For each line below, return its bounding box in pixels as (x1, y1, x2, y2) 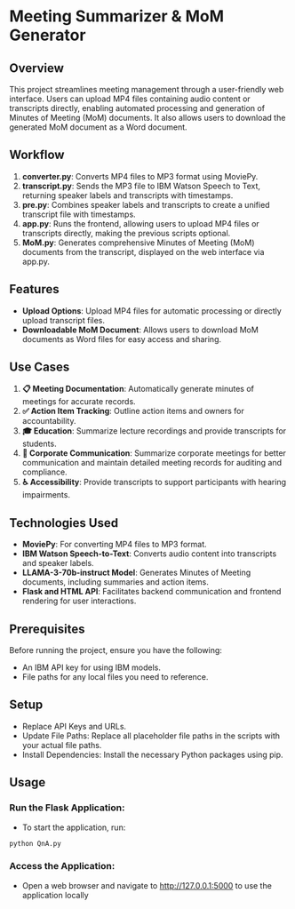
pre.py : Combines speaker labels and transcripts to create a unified (21, 199, 270, 210)
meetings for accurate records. (21, 396, 136, 407)
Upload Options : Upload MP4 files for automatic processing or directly (21, 305, 282, 316)
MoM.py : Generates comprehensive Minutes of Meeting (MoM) (21, 237, 255, 248)
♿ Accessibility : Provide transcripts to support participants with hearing (21, 477, 287, 488)
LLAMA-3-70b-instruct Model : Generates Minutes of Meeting (21, 567, 251, 578)
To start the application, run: (21, 822, 126, 833)
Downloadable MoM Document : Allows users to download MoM (21, 324, 259, 335)
